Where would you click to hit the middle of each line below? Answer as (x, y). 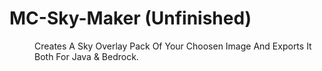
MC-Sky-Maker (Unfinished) (130, 18)
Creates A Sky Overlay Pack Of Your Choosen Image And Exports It (173, 46)
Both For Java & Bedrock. (86, 56)
